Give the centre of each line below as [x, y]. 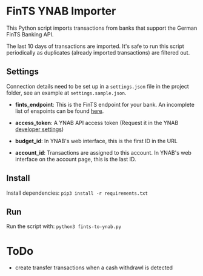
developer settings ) [39, 129]
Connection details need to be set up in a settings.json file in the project [98, 86]
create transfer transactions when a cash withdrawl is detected [94, 268]
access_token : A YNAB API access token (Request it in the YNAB [97, 123]
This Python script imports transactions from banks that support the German [102, 28]
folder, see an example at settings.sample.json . [66, 93]
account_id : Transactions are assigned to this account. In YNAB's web [103, 152]
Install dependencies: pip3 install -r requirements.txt [77, 193]
